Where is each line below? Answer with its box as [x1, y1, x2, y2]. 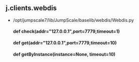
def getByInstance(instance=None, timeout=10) [13, 51, 116, 57]
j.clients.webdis [6, 4, 57, 12]
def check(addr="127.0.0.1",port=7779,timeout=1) [13, 28, 120, 34]
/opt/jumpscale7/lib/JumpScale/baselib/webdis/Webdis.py [13, 17, 134, 23]
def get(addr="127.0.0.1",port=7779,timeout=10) [13, 40, 117, 46]
